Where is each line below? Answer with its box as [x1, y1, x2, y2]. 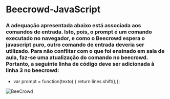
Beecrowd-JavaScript [6, 4, 101, 15]
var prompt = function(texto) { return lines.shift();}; [13, 78, 120, 85]
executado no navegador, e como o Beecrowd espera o [6, 35, 145, 42]
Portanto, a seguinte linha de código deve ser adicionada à [6, 61, 155, 68]
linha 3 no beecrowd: [6, 67, 59, 74]
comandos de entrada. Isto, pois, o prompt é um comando [6, 28, 153, 35]
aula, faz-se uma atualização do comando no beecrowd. [6, 54, 148, 61]
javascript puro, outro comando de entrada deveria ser [6, 41, 145, 48]
